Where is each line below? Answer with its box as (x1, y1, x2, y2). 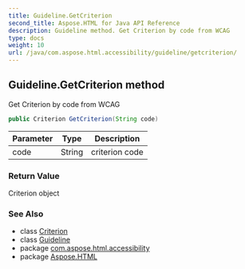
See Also (8, 208, 44, 220)
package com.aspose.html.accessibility (19, 243, 150, 253)
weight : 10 (8, 42, 45, 49)
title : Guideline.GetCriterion (8, 11, 113, 20)
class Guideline (19, 235, 70, 244)
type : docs (8, 34, 45, 42)
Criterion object (8, 188, 60, 198)
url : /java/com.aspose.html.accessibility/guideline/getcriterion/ (8, 49, 238, 57)
